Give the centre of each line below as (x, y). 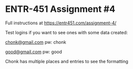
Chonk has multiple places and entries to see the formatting (67, 61)
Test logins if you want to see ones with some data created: (66, 32)
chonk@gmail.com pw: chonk (36, 42)
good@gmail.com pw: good (34, 52)
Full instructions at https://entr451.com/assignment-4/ (61, 23)
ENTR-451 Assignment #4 (60, 9)
